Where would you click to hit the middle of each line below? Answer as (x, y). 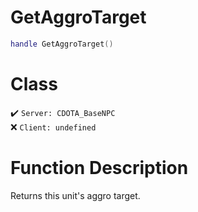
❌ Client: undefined (53, 127)
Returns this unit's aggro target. (75, 195)
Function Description (99, 167)
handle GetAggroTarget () (62, 44)
